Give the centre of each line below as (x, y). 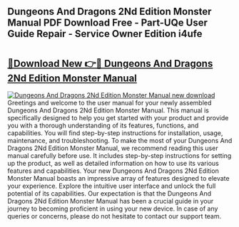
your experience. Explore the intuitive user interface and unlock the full (112, 186)
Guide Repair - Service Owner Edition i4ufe (105, 34)
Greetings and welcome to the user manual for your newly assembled (110, 103)
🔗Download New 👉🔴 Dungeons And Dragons (110, 63)
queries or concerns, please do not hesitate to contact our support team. (115, 216)
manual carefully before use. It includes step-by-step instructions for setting (119, 155)
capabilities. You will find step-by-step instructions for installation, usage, (115, 133)
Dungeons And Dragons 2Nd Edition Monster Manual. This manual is (108, 110)
